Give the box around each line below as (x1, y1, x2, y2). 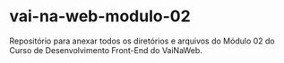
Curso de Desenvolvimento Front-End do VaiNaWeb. (9, 44, 203, 55)
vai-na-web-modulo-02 (9, 6, 191, 27)
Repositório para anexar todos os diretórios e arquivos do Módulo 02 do (9, 35, 275, 46)
